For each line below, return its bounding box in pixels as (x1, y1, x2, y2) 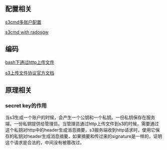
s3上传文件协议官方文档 (5, 70, 55, 76)
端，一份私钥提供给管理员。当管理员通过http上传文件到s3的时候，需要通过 (5, 121, 159, 127)
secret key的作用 (5, 102, 47, 109)
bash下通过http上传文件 (5, 59, 55, 65)
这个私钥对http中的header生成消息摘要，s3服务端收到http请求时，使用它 (5, 127, 155, 133)
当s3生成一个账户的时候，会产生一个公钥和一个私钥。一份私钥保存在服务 (5, 114, 155, 120)
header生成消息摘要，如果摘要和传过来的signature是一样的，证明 (27, 133, 162, 139)
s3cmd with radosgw (5, 29, 49, 35)
